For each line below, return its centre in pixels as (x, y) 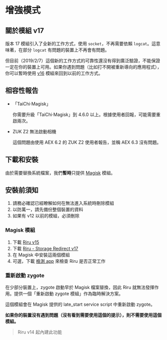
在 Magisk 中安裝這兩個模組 (41, 255)
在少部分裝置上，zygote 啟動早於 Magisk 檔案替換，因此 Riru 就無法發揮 (80, 288)
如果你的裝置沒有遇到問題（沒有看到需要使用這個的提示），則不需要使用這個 (83, 315)
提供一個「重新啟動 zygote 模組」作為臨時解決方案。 (68, 294)
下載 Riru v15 (26, 242)
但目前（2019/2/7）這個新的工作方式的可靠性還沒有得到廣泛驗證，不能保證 (83, 61)
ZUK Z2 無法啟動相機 (34, 131)
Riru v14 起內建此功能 (40, 332)
